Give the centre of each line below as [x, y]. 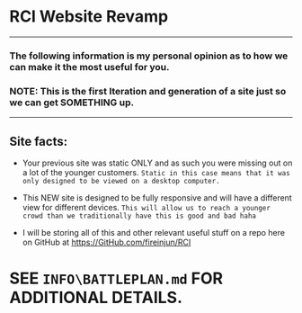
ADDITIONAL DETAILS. [96, 298]
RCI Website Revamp [89, 17]
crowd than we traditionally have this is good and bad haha [139, 216]
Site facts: [39, 141]
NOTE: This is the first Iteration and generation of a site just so [148, 91]
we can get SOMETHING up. [72, 103]
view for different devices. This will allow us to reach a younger [147, 207]
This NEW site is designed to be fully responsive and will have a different [157, 197]
